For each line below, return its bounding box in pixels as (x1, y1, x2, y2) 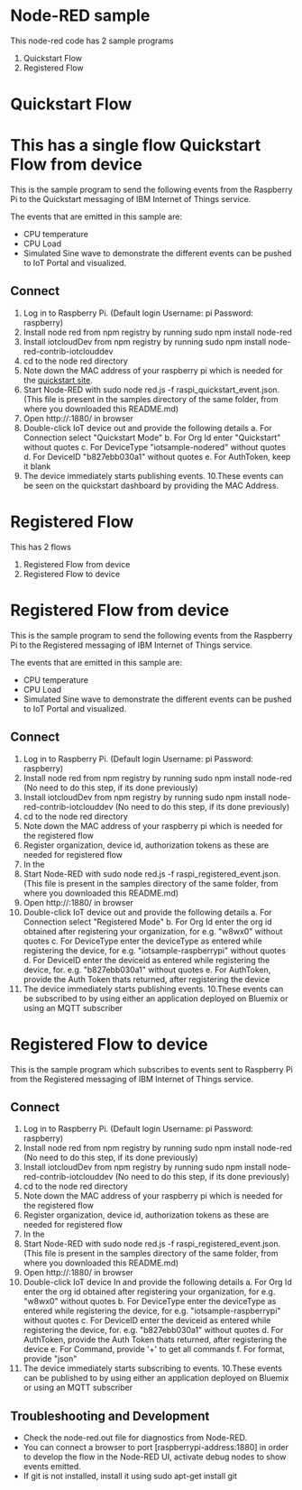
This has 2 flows (10, 541, 71, 552)
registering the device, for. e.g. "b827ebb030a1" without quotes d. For (23, 1325, 284, 1336)
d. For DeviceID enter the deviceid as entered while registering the (23, 954, 270, 965)
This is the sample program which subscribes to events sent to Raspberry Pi (10, 1063, 294, 1074)
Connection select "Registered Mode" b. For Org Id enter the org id (23, 916, 273, 927)
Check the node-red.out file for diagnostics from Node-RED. (23, 1432, 247, 1443)
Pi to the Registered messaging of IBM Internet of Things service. (10, 639, 253, 650)
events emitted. (23, 1461, 82, 1472)
